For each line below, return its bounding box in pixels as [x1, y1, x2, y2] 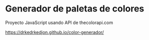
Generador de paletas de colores [5, 3, 144, 14]
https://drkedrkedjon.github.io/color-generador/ [5, 29, 104, 35]
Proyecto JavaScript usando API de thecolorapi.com [5, 19, 113, 25]
